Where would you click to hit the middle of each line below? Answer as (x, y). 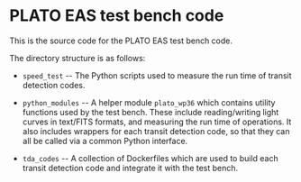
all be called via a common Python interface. (105, 141)
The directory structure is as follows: (78, 58)
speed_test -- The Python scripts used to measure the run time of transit (157, 75)
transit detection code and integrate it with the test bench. (130, 168)
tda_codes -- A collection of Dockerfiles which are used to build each (150, 158)
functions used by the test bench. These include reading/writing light (150, 112)
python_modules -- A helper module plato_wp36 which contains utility (149, 102)
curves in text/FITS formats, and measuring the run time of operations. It (157, 122)
